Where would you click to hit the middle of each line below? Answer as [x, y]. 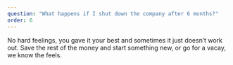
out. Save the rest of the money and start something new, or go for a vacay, [117, 48]
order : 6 [20, 20]
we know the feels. [34, 55]
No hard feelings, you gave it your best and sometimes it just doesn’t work [115, 40]
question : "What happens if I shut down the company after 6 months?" [113, 14]
